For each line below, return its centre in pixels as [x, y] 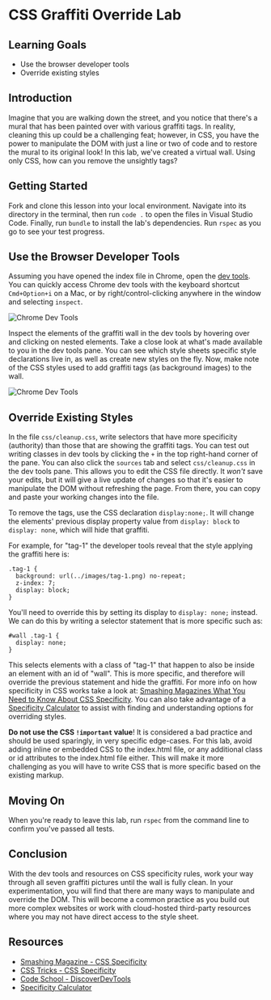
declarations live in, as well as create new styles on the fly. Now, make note [134, 359]
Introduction [40, 98]
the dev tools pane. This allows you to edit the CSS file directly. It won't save [135, 472]
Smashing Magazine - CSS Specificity [83, 961]
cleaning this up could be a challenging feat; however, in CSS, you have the [134, 134]
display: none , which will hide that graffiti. [79, 530]
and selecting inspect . [46, 302]
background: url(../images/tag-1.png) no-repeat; [101, 576]
